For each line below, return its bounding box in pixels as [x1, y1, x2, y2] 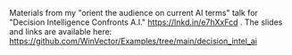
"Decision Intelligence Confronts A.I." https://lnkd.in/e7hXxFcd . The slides [9, 17, 283, 27]
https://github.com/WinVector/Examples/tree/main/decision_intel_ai [9, 35, 257, 46]
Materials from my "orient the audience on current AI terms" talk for [9, 8, 259, 18]
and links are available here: [9, 27, 113, 36]
